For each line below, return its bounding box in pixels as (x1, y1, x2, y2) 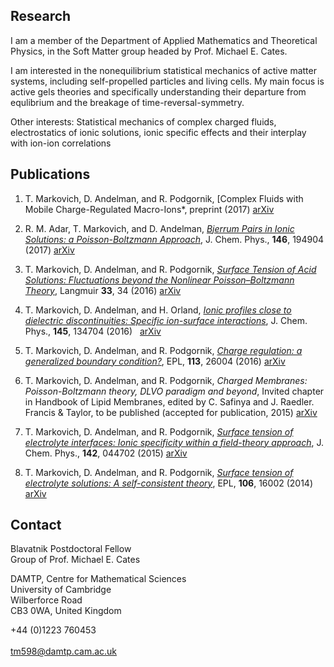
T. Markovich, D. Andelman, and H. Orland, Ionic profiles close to (24, 304, 292, 316)
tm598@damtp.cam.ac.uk (10, 645, 118, 658)
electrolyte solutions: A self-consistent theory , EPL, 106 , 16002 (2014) (24, 477, 314, 489)
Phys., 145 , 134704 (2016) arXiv (24, 325, 162, 337)
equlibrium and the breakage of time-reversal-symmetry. (10, 96, 245, 108)
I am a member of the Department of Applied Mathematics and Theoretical (10, 34, 318, 46)
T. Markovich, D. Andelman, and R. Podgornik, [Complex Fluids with (24, 192, 304, 204)
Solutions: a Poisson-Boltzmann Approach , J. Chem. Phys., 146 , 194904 (24, 233, 325, 245)
